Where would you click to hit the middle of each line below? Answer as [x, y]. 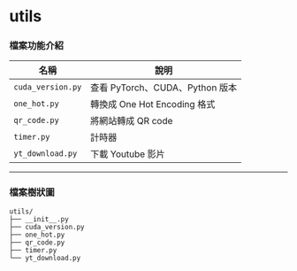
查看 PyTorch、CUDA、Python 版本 [163, 88]
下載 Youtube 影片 [127, 154]
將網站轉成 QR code [131, 121]
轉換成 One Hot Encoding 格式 [152, 105]
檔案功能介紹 [37, 46]
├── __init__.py [39, 219]
